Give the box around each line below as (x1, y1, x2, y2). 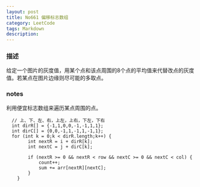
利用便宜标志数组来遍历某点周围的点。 (6, 104, 101, 111)
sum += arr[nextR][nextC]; (38, 165, 107, 171)
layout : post (6, 8, 39, 15)
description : (6, 31, 39, 37)
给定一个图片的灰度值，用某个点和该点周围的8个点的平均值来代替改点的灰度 (6, 67, 195, 74)
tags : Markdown (6, 25, 45, 32)
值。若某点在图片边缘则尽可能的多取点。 (6, 75, 107, 82)
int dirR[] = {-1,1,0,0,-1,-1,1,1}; (11, 123, 104, 129)
